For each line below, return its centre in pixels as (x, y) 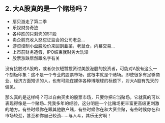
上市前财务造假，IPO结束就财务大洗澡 (50, 52)
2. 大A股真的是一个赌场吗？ (47, 9)
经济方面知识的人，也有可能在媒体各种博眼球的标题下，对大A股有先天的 (86, 81)
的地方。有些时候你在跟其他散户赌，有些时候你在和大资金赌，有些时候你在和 (82, 109)
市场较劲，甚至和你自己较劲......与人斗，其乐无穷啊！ (58, 115)
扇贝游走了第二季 (29, 21)
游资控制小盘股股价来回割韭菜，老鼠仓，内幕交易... (64, 46)
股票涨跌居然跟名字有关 (36, 58)
